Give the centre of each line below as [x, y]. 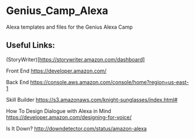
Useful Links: [31, 45]
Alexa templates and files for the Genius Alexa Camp [69, 27]
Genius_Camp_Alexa [57, 11]
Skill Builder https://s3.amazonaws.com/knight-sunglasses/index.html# [92, 99]
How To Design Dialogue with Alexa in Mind [59, 111]
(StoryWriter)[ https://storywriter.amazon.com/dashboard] [76, 59]
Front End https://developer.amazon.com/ [56, 71]
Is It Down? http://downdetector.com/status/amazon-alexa [76, 128]
